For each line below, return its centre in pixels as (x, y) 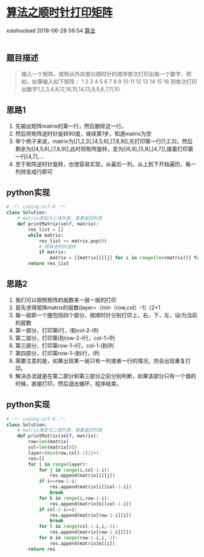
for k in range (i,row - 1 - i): (74, 498)
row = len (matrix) (49, 442)
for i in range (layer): (58, 464)
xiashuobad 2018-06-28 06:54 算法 (51, 30)
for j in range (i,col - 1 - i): (74, 470)
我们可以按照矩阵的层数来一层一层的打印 (66, 300)
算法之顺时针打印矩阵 (60, 12)
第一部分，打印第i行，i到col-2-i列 (57, 330)
